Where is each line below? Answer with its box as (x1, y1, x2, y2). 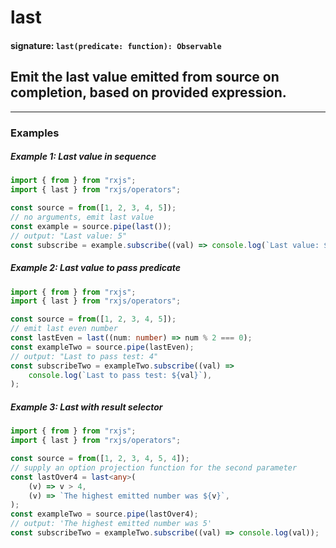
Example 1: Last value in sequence (10, 151, 157, 163)
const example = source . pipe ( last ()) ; (10, 221, 172, 231)
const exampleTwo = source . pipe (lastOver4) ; (10, 509, 199, 520)
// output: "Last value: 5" (10, 231, 128, 241)
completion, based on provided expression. (10, 84, 287, 101)
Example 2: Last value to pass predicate (10, 262, 182, 274)
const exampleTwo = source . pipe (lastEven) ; (10, 342, 195, 352)
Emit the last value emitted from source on (10, 69, 280, 86)
